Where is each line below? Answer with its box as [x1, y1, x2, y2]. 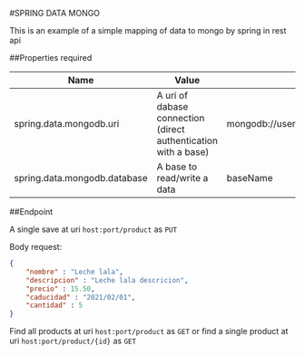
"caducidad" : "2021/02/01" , [25, 293, 136, 302]
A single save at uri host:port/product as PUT [9, 224, 178, 235]
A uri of [156, 90, 189, 101]
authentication [156, 135, 218, 147]
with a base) [156, 146, 210, 158]
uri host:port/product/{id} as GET [9, 335, 137, 347]
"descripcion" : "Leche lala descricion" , [25, 275, 189, 284]
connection [156, 112, 205, 124]
